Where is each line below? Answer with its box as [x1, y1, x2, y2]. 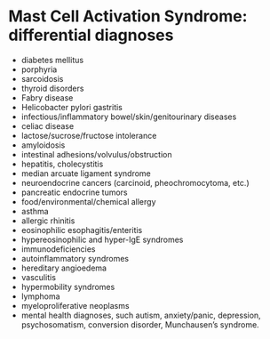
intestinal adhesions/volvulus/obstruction [20, 149, 172, 159]
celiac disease [20, 120, 75, 131]
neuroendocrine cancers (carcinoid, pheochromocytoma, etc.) [20, 177, 250, 188]
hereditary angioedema [20, 262, 107, 273]
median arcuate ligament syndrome [20, 167, 152, 179]
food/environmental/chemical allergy [20, 196, 156, 206]
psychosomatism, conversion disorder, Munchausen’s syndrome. [20, 319, 259, 330]
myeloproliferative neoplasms [20, 300, 130, 311]
